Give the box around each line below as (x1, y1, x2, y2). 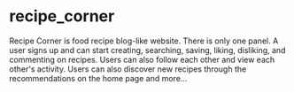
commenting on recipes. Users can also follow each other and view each (9, 54, 275, 65)
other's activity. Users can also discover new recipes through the (9, 64, 247, 74)
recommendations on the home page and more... (9, 73, 188, 83)
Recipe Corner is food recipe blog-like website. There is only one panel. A (9, 35, 279, 46)
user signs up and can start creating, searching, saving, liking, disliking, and (9, 44, 286, 55)
